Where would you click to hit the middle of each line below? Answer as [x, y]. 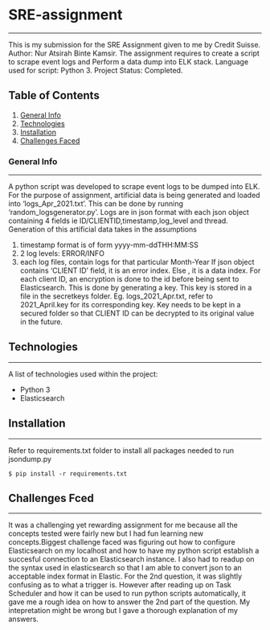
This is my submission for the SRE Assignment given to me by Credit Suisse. [135, 44]
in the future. [41, 322]
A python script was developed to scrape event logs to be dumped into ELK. [134, 187]
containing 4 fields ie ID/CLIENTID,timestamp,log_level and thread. [119, 221]
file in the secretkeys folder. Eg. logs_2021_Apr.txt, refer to [116, 296]
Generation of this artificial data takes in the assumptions [102, 229]
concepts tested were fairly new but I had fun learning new [106, 533]
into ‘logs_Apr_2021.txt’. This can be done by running [96, 204]
